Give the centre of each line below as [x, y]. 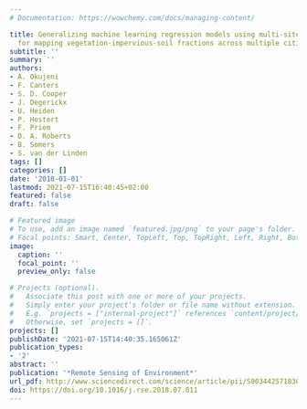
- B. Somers [32, 145]
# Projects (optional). [55, 288]
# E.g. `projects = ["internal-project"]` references [118, 313]
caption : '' [41, 255]
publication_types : [47, 348]
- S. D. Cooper [38, 94]
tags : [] [26, 162]
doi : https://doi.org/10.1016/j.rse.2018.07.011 [104, 390]
